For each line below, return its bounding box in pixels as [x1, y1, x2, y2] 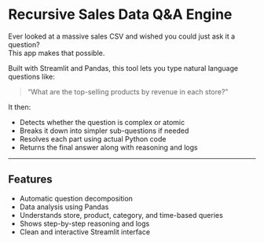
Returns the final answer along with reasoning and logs [19, 142, 198, 152]
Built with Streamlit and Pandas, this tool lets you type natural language [8, 63, 238, 72]
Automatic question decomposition [19, 193, 134, 203]
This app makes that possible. [8, 48, 105, 57]
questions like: [8, 72, 55, 81]
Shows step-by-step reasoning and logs [19, 219, 150, 228]
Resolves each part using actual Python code [19, 134, 167, 143]
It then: [8, 102, 31, 112]
